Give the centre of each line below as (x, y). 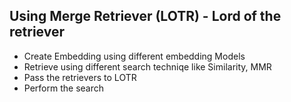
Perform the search (63, 88)
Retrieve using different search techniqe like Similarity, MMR (147, 66)
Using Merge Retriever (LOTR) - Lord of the (145, 16)
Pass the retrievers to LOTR (80, 77)
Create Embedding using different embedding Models (134, 56)
